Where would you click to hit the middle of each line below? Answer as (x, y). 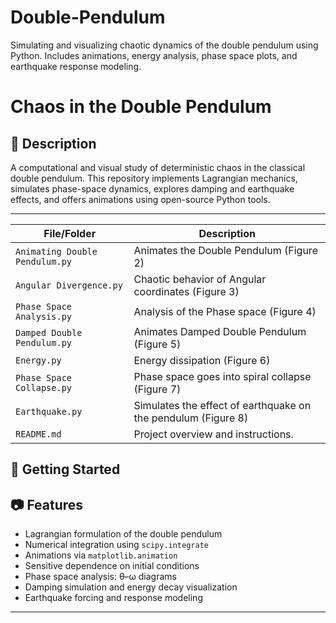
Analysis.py (44, 316)
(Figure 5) (157, 344)
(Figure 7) (157, 389)
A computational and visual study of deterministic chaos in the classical (158, 167)
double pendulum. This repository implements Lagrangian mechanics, (154, 178)
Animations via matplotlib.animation (101, 555)
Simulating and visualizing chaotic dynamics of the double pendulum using (164, 45)
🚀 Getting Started (65, 469)
